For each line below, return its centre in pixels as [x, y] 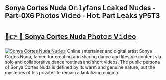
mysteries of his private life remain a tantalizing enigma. [62, 72]
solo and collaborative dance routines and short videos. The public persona [83, 62]
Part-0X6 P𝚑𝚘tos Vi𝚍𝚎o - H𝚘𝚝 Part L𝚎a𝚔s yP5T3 [83, 16]
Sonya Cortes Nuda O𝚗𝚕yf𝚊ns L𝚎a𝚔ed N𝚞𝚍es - [80, 8]
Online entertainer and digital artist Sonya [109, 51]
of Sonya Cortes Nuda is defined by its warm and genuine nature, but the [80, 67]
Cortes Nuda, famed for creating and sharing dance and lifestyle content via [83, 56]
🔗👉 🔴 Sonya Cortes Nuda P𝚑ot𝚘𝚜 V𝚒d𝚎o [71, 37]
